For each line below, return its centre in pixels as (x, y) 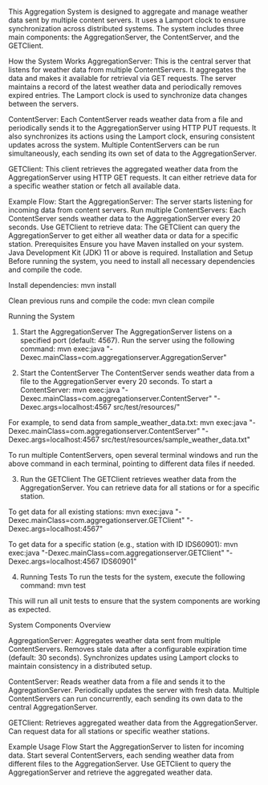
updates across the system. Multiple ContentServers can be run (114, 145)
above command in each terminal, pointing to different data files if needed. (132, 463)
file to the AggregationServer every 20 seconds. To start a (116, 381)
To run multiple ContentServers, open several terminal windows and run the (133, 455)
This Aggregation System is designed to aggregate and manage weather (128, 12)
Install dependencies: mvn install (62, 285)
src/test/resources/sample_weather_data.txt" (176, 439)
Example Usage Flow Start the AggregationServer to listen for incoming (126, 747)
